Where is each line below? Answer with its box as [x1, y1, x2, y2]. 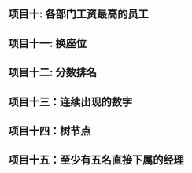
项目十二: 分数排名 [8, 66, 97, 79]
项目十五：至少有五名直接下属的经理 [8, 153, 184, 167]
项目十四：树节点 [8, 124, 91, 138]
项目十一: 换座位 [8, 36, 87, 50]
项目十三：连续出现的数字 [8, 95, 132, 109]
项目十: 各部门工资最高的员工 [8, 7, 149, 21]
